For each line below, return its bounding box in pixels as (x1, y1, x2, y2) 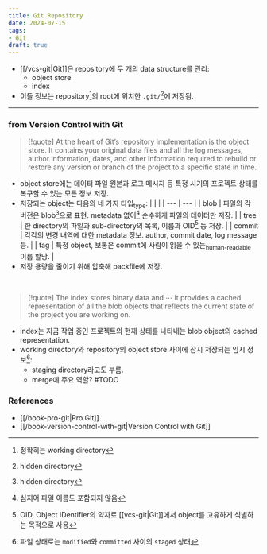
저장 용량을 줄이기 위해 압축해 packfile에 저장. (19, 262, 163, 271)
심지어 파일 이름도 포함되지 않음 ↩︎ (19, 493, 126, 502)
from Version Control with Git (8, 118, 123, 130)
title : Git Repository (8, 11, 83, 20)
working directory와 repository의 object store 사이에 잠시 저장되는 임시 (19, 344, 246, 354)
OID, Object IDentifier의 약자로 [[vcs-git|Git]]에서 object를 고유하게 (19, 509, 233, 519)
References (8, 395, 54, 406)
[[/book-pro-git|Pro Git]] (19, 413, 99, 422)
